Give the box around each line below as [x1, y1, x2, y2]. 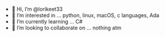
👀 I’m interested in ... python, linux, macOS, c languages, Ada [11, 12, 160, 19]
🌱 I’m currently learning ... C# [11, 18, 83, 25]
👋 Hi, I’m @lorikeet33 [11, 6, 63, 12]
